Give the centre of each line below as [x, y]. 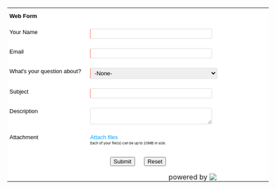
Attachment [24, 137]
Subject [19, 92]
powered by [188, 177]
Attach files [104, 137]
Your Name [24, 32]
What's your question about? [45, 71]
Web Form [23, 16]
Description [24, 111]
